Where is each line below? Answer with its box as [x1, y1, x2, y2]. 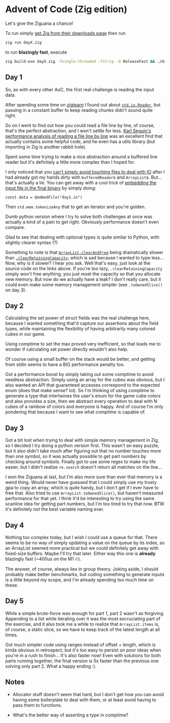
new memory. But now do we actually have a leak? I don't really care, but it [5, 276, 161, 282]
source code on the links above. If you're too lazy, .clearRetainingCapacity [5, 265, 163, 272]
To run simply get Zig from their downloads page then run [5, 30, 125, 36]
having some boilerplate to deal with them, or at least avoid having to [12, 697, 157, 703]
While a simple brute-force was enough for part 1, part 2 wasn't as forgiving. [5, 610, 164, 616]
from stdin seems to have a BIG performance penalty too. [5, 361, 125, 368]
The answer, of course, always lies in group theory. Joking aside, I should [5, 566, 158, 572]
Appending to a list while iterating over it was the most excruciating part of [5, 616, 160, 622]
